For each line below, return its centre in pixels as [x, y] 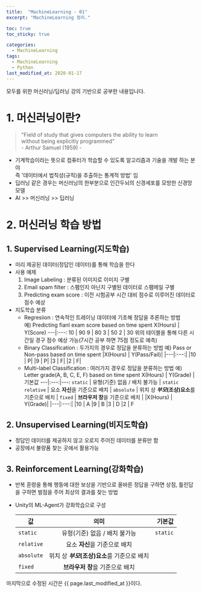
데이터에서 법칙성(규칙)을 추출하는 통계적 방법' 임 [81, 175]
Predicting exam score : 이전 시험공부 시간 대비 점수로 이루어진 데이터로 [110, 295]
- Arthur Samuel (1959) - [52, 148]
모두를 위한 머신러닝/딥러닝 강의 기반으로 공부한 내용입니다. [76, 91]
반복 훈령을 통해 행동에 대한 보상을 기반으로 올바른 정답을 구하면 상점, [96, 485]
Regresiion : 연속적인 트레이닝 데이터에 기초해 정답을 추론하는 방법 [102, 318]
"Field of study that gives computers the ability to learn [89, 135]
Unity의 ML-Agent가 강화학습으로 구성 [60, 505]
